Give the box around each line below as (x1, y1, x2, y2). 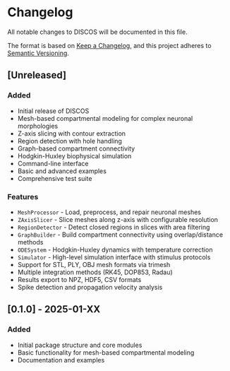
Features (7, 192, 39, 201)
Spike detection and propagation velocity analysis (17, 283, 163, 291)
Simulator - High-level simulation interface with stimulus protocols (17, 252, 211, 261)
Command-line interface (17, 159, 89, 167)
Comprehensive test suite (17, 174, 92, 182)
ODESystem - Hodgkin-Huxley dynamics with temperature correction (17, 245, 213, 254)
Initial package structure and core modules (17, 341, 143, 349)
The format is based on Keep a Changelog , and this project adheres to (7, 41, 212, 49)
